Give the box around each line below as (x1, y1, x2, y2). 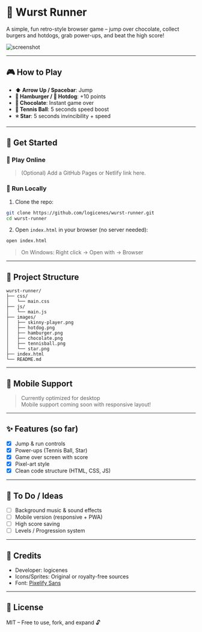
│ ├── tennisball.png (6, 340, 66, 347)
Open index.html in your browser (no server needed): (14, 226, 148, 234)
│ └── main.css (6, 298, 50, 305)
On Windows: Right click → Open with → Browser (20, 249, 144, 256)
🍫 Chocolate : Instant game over (14, 99, 94, 106)
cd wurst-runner (6, 215, 47, 222)
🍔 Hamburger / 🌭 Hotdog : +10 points (14, 93, 106, 100)
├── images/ (6, 314, 36, 321)
